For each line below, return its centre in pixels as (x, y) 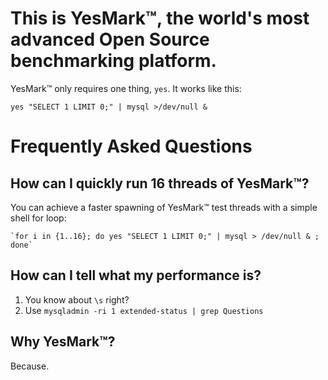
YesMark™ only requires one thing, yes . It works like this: (126, 88)
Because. (30, 366)
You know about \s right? (77, 299)
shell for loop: (38, 218)
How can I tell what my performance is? (136, 275)
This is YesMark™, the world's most (160, 18)
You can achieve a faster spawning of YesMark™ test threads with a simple (164, 207)
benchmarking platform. (113, 61)
